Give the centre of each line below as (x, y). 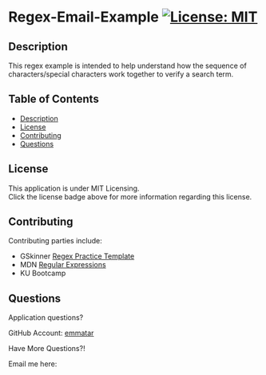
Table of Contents (54, 99)
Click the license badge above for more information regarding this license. (130, 196)
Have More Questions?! (47, 349)
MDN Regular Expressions (63, 265)
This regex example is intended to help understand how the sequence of (128, 65)
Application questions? (46, 318)
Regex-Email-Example (84, 17)
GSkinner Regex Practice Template (77, 256)
